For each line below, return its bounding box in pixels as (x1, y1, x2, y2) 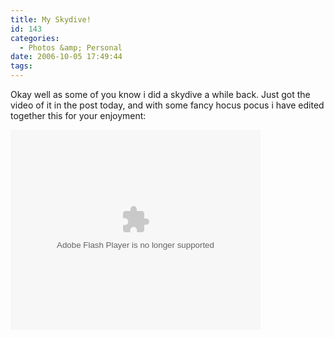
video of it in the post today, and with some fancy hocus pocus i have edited (10, 99, 325, 111)
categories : (10, 33, 60, 43)
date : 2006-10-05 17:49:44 (10, 52, 123, 62)
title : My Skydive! (10, 14, 92, 25)
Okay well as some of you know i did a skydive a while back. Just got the (10, 89, 311, 100)
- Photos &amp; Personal (19, 42, 123, 53)
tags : (10, 61, 33, 71)
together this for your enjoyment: (10, 110, 147, 121)
